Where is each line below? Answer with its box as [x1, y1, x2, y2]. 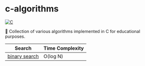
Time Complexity [43, 44, 84, 51]
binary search [7, 53, 39, 59]
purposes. [5, 33, 26, 39]
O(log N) [43, 53, 64, 59]
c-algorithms [5, 3, 59, 14]
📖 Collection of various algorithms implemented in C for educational [5, 28, 141, 34]
